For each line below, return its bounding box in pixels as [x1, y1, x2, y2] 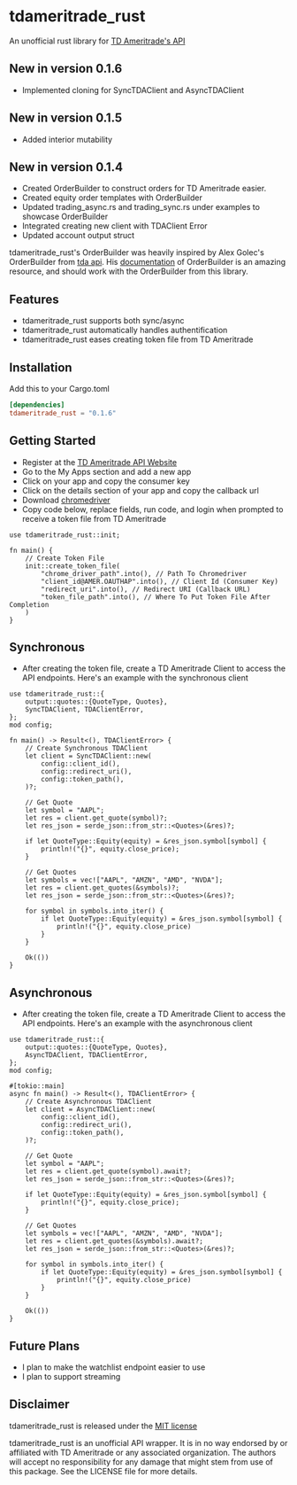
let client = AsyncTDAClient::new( [25, 1105, 156, 1114]
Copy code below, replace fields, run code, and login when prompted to [21, 503, 284, 515]
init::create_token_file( [25, 561, 121, 571]
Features [9, 292, 59, 307]
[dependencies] [9, 400, 65, 409]
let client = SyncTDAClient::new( [25, 751, 152, 761]
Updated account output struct [21, 230, 135, 241]
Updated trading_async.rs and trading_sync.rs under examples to [21, 202, 261, 213]
